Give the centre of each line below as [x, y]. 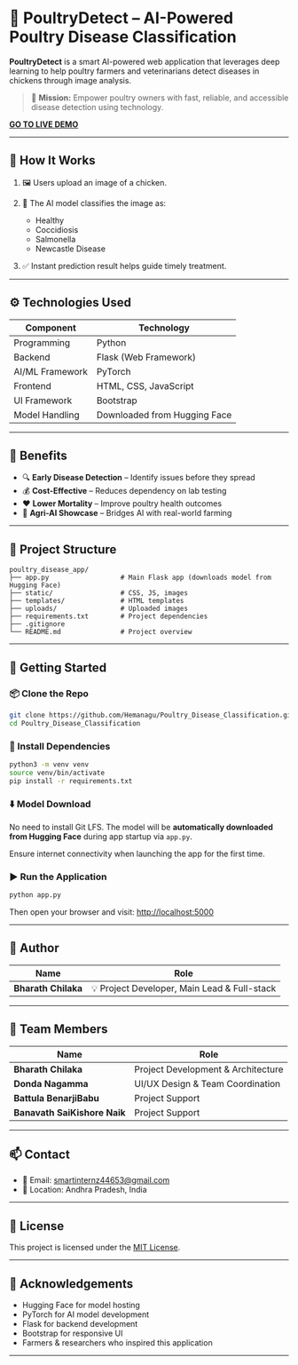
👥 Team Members [59, 1029]
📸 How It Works [52, 160]
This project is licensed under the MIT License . [95, 1248]
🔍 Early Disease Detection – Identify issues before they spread [138, 478]
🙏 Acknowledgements [71, 1284]
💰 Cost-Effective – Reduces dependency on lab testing [124, 491]
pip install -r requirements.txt [71, 781]
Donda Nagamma [51, 1083]
